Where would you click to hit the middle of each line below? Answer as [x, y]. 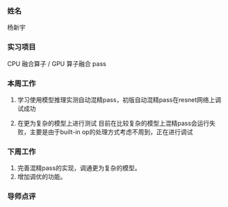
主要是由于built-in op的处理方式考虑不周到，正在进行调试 [111, 132]
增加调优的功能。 [42, 177]
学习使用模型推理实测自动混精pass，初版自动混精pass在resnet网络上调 [119, 99]
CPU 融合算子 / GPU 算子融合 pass [57, 63]
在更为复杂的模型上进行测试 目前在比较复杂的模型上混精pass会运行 [113, 123]
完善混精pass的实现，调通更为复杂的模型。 [79, 168]
